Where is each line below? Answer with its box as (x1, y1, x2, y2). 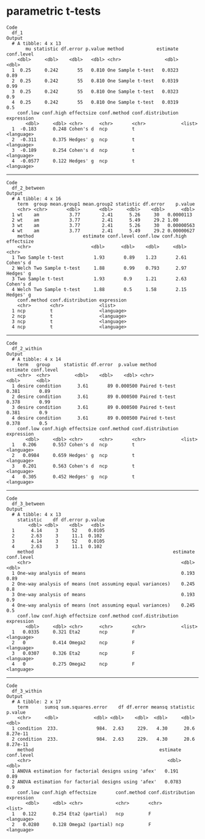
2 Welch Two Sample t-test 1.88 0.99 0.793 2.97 (12, 265, 187, 271)
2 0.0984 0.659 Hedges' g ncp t (12, 452, 135, 458)
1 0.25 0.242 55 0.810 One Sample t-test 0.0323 (12, 67, 179, 73)
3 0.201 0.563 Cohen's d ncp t (12, 463, 135, 469)
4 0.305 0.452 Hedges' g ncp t (12, 474, 135, 480)
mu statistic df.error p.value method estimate (25, 46, 179, 52)
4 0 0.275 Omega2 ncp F (12, 661, 135, 667)
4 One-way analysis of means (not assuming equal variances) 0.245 (12, 602, 195, 608)
